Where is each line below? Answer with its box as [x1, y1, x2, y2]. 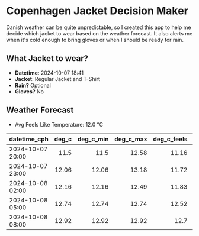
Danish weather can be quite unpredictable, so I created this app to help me [6, 24, 191, 31]
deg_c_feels [153, 135, 188, 143]
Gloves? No [14, 88, 44, 95]
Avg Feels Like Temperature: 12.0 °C [14, 121, 104, 128]
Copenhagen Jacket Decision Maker [6, 4, 188, 18]
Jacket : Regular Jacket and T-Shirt [14, 75, 101, 82]
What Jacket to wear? [6, 53, 89, 63]
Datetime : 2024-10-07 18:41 [14, 69, 84, 76]
